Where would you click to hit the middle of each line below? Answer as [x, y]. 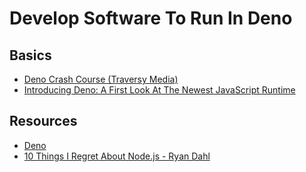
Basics [30, 55]
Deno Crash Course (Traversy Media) [101, 79]
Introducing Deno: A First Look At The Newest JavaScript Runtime [159, 90]
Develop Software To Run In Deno [151, 18]
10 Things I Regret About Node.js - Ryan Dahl [117, 156]
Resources [43, 121]
